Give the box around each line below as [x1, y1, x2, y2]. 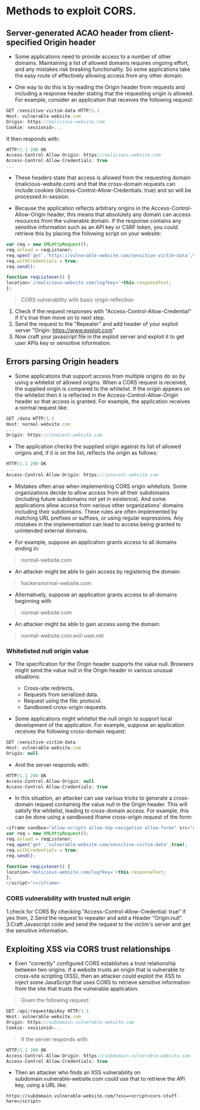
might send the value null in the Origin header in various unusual [14, 667, 173, 674]
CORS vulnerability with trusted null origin [6, 894, 131, 903]
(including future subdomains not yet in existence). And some [14, 495, 166, 502]
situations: [14, 673, 40, 680]
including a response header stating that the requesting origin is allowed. [14, 90, 194, 97]
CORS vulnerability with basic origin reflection [20, 296, 134, 303]
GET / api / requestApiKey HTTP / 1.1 [6, 1008, 89, 1014]
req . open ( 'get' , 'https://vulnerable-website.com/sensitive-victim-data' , [6, 252, 193, 259]
